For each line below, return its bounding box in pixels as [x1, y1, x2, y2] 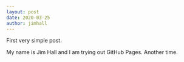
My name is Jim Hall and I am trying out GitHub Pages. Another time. [6, 49, 178, 56]
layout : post [6, 9, 39, 15]
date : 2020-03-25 [6, 15, 50, 21]
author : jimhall [6, 20, 47, 26]
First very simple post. [6, 37, 62, 44]
